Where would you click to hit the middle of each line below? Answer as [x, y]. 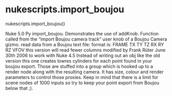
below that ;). [19, 88]
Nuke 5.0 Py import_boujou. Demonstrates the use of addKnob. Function [82, 33]
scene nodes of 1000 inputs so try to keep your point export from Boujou [82, 83]
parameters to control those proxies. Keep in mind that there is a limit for [82, 77]
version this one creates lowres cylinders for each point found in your [79, 61]
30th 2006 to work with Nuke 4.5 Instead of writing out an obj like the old [83, 55]
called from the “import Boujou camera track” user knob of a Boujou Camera [86, 39]
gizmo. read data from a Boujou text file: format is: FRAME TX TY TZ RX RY [85, 44]
